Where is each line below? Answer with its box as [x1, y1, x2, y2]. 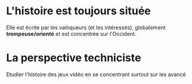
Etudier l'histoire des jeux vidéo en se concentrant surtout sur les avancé [6, 70, 187, 78]
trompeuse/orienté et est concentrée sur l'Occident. [6, 30, 136, 37]
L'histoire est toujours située [6, 4, 151, 18]
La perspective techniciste [6, 51, 142, 65]
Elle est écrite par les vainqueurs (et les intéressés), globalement [6, 24, 166, 31]
